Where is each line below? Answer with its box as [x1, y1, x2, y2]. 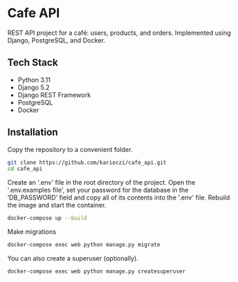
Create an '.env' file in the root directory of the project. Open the [7, 178, 195, 187]
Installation [7, 126, 58, 139]
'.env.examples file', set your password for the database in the [7, 186, 189, 195]
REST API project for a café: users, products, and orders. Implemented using [7, 28, 232, 37]
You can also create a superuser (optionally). [7, 254, 139, 263]
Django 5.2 [17, 83, 50, 92]
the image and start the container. [7, 201, 107, 210]
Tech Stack [7, 57, 58, 69]
